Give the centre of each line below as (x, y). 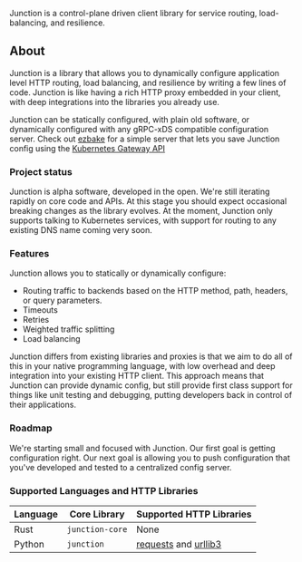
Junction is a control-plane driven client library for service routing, (133, 13)
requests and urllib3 (179, 544)
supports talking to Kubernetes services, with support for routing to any (143, 220)
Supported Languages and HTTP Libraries (104, 490)
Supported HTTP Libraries (194, 514)
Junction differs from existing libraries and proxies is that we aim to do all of (151, 356)
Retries (36, 320)
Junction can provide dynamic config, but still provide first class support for (151, 385)
